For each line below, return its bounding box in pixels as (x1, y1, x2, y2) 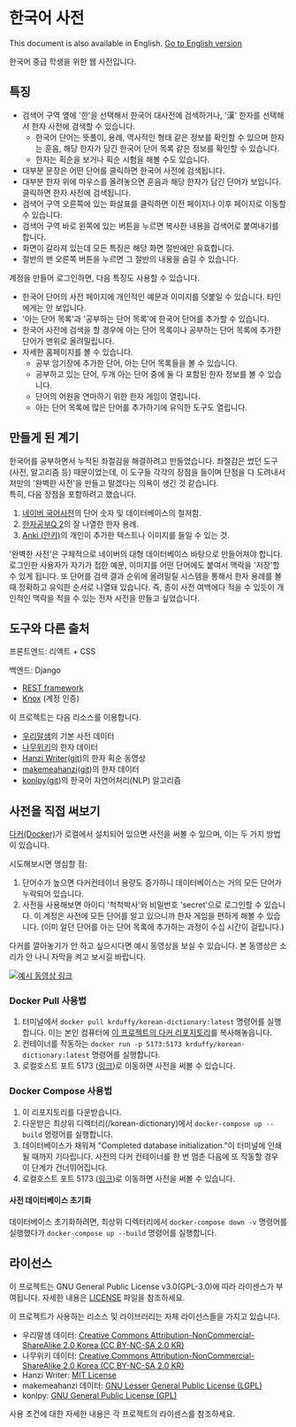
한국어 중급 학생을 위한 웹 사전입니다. (9, 56, 137, 66)
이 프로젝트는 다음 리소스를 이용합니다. (9, 712, 141, 722)
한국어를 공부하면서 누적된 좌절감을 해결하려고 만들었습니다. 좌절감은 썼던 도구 (9, 455, 278, 466)
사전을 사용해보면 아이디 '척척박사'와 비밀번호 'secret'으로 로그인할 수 (21, 899, 262, 910)
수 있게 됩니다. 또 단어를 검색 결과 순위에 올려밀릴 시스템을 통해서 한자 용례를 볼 (9, 570, 283, 581)
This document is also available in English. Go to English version (9, 37, 243, 49)
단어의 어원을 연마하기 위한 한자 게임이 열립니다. (34, 390, 201, 401)
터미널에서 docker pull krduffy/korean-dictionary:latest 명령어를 (21, 1016, 265, 1027)
